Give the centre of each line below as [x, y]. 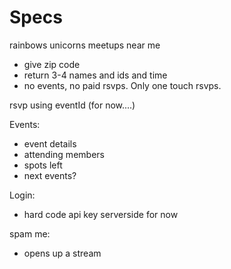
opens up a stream [62, 253]
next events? [50, 175]
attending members [64, 154]
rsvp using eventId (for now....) [72, 105]
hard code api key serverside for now [101, 214]
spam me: [30, 233]
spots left [43, 165]
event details [50, 143]
